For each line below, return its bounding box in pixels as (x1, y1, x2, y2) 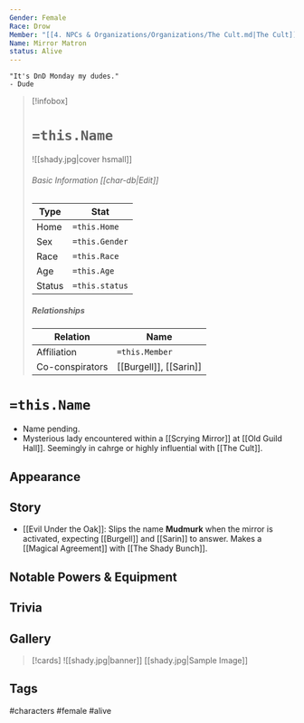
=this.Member (116, 347, 174, 358)
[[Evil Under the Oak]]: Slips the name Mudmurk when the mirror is (22, 524, 273, 535)
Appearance (9, 468, 81, 485)
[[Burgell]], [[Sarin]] (116, 361, 202, 373)
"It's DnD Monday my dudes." (9, 72, 119, 82)
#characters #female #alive (9, 705, 112, 716)
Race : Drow (9, 22, 51, 31)
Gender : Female (9, 13, 67, 23)
